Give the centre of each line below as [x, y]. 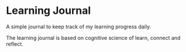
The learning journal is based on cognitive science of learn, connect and [93, 38]
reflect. [15, 44]
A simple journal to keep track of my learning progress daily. [78, 27]
